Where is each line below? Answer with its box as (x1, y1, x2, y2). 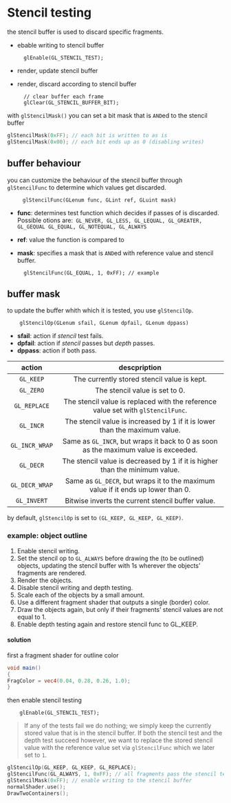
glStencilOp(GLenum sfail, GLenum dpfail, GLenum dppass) (19, 319, 189, 327)
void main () (7, 664, 41, 671)
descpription (118, 363, 162, 373)
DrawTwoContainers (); (7, 790, 69, 797)
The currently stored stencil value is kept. (73, 375, 207, 384)
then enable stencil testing (7, 696, 82, 704)
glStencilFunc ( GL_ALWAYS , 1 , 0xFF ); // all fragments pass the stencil (7, 771, 217, 777)
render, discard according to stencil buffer (16, 79, 137, 88)
